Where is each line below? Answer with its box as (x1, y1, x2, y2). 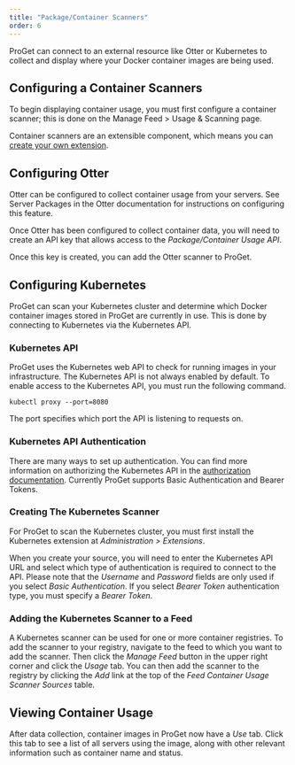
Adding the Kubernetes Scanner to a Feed (9, 612, 193, 624)
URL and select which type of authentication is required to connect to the (9, 561, 276, 572)
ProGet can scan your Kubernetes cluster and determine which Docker (9, 300, 268, 311)
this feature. (9, 208, 53, 219)
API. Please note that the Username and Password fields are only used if (9, 571, 275, 582)
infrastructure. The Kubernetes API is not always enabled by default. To (9, 371, 270, 382)
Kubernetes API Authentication (9, 436, 146, 448)
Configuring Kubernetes (9, 277, 146, 292)
